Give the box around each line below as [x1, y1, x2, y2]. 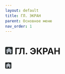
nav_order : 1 [5, 24, 32, 29]
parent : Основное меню [5, 18, 52, 23]
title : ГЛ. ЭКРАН [5, 13, 41, 18]
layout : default [5, 8, 39, 13]
